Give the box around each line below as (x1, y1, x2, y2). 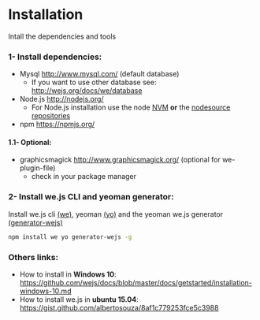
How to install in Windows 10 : (19, 270, 117, 279)
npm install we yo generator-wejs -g (8, 233, 132, 241)
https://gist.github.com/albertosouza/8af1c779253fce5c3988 (19, 303, 219, 312)
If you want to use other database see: (31, 77, 157, 87)
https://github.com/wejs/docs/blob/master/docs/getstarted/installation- (19, 277, 252, 287)
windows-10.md (19, 286, 72, 296)
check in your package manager (31, 172, 136, 181)
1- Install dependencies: (8, 51, 102, 62)
